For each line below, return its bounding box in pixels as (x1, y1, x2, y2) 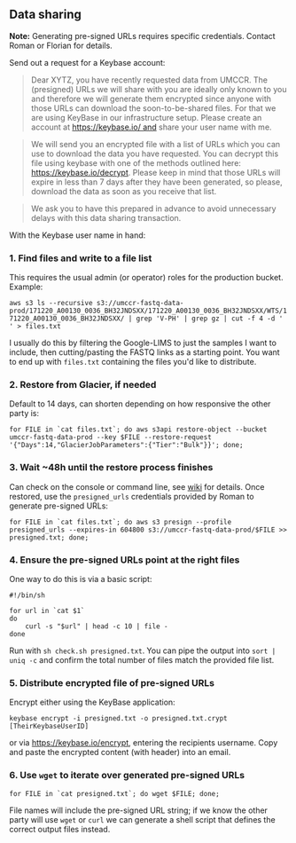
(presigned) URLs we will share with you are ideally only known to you (30, 83, 287, 94)
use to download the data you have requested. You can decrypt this (30, 148, 279, 159)
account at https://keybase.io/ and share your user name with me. (30, 122, 272, 132)
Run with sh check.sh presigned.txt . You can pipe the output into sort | (9, 645, 277, 656)
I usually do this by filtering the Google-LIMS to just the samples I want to (9, 337, 277, 349)
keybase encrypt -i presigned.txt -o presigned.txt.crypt (9, 714, 228, 723)
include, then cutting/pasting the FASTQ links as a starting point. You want (9, 347, 281, 358)
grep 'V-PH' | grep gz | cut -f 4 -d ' (136, 314, 284, 323)
